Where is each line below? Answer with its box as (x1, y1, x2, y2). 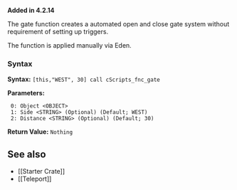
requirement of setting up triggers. (7, 28, 109, 36)
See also (7, 148, 46, 160)
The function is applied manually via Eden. (7, 41, 132, 49)
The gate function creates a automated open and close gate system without (7, 20, 230, 28)
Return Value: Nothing (7, 127, 73, 136)
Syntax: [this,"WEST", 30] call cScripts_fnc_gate (7, 75, 160, 84)
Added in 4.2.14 (7, 6, 55, 14)
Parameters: (7, 89, 45, 97)
